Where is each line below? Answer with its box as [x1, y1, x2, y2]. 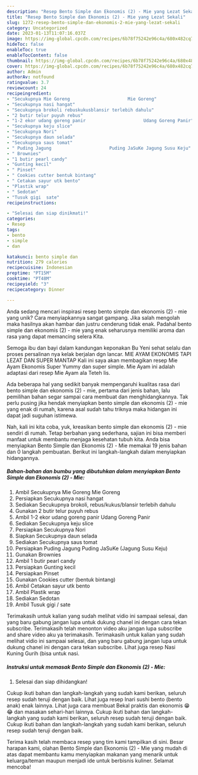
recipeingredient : [6, 90, 52, 96]
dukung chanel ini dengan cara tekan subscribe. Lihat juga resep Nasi [6, 644, 176, 651]
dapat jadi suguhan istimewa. [6, 412, 78, 419]
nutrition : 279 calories [6, 259, 68, 265]
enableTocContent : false [6, 52, 68, 58]
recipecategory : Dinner [6, 286, 65, 293]
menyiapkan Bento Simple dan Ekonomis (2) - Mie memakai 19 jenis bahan [6, 442, 187, 449]
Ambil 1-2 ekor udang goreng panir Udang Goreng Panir [15, 514, 150, 521]
